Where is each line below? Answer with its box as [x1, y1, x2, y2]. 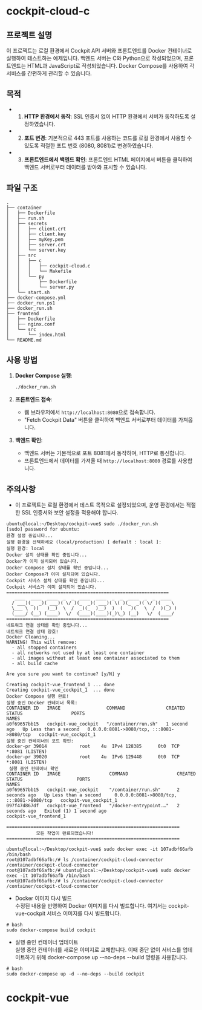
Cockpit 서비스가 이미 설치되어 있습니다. [6, 584, 97, 591]
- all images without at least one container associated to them [11, 655, 180, 661]
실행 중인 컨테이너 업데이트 [15, 939, 79, 946]
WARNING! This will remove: [6, 640, 77, 646]
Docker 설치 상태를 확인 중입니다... [6, 552, 88, 558]
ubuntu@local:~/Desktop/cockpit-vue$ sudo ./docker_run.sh [6, 521, 158, 527]
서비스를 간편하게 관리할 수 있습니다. [6, 70, 92, 77]
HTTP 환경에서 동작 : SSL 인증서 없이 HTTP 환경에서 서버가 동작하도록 [24, 113, 189, 120]
